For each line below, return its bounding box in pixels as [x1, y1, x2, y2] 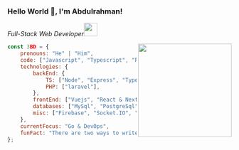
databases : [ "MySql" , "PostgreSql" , [33, 103, 142, 110]
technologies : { [20, 63, 69, 70]
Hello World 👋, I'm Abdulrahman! [7, 6, 123, 16]
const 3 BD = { [7, 43, 50, 50]
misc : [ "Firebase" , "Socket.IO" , [33, 109, 132, 117]
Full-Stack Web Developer [7, 30, 84, 38]
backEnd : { [33, 70, 65, 77]
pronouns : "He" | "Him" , [20, 50, 94, 58]
